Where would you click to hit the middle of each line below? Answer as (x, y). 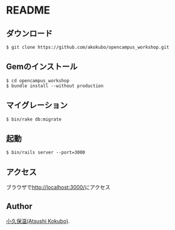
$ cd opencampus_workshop (38, 81)
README (28, 10)
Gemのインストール (42, 67)
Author (19, 206)
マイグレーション (37, 106)
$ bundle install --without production (55, 86)
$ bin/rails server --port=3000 (46, 153)
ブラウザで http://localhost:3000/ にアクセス (58, 187)
